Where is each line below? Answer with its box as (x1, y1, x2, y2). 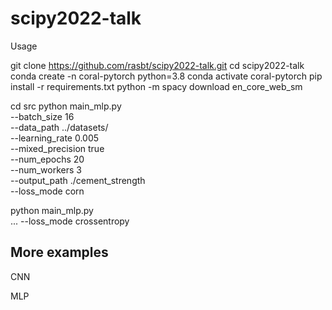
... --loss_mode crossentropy (10, 215, 130, 227)
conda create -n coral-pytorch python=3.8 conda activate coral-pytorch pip (10, 70, 323, 82)
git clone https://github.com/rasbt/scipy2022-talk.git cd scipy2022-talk (10, 59, 305, 71)
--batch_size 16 (10, 110, 75, 122)
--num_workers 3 (10, 163, 82, 176)
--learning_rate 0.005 (10, 132, 100, 144)
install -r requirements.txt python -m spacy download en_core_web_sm (10, 80, 303, 92)
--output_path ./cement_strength (10, 174, 146, 186)
